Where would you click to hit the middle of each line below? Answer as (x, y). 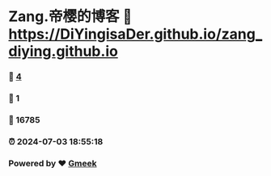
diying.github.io (64, 51)
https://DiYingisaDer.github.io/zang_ (135, 34)
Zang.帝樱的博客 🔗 (70, 17)
